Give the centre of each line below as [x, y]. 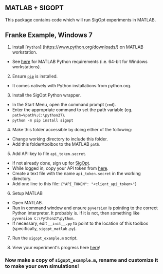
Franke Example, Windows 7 [49, 35]
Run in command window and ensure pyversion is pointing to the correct [85, 208]
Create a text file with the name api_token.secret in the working [76, 173]
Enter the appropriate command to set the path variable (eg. [72, 110]
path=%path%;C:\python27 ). [39, 115]
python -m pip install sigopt [43, 120]
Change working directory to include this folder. [60, 139]
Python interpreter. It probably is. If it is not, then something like [76, 213]
